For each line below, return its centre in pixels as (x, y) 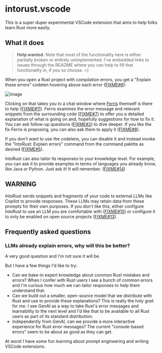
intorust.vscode (38, 9)
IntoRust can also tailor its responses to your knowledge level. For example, (80, 159)
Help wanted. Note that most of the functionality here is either (79, 54)
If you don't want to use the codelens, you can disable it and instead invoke (80, 139)
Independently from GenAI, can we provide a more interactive (74, 321)
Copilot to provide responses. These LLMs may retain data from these (75, 201)
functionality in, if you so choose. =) (53, 70)
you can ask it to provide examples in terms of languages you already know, (81, 163)
